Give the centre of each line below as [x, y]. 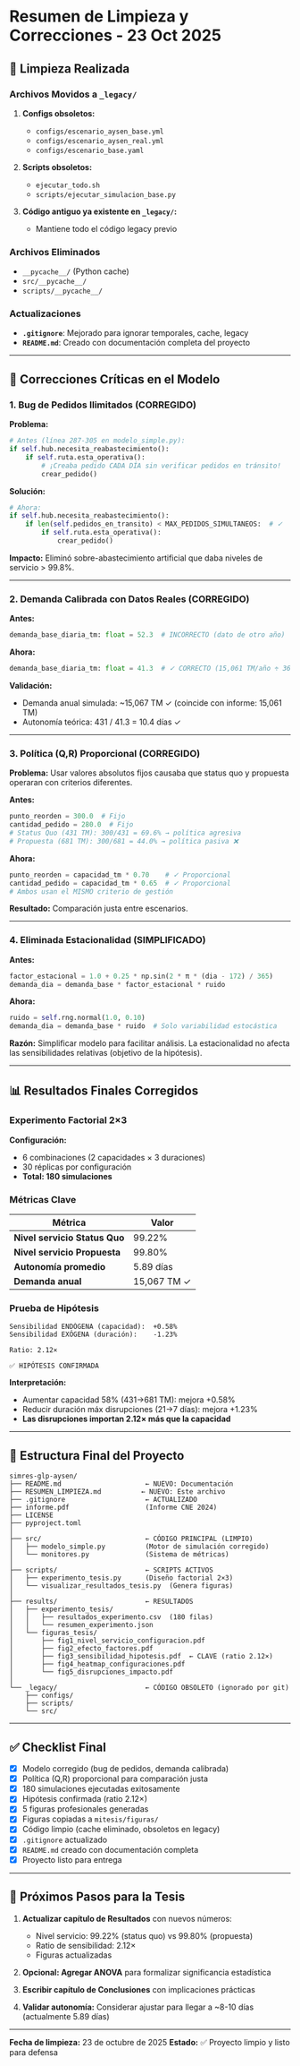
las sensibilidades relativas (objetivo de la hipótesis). [106, 1053]
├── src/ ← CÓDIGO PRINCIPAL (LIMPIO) [131, 1539]
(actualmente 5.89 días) [66, 2016]
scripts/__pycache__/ [62, 291]
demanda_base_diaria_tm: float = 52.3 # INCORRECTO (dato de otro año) [147, 635]
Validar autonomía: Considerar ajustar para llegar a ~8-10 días [138, 2007]
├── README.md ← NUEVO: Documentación [121, 1484]
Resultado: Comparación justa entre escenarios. [99, 909]
